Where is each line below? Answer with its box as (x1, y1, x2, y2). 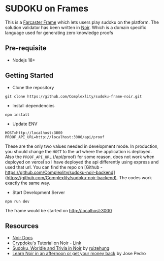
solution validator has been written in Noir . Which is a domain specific (5, 24, 147, 30)
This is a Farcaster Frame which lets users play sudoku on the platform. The (5, 19, 159, 25)
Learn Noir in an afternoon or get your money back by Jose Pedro (12, 251, 146, 257)
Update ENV (12, 121, 38, 127)
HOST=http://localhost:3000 (5, 130, 63, 135)
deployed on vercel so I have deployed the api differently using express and (5, 159, 159, 165)
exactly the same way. (5, 180, 51, 186)
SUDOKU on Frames (5, 3, 89, 14)
